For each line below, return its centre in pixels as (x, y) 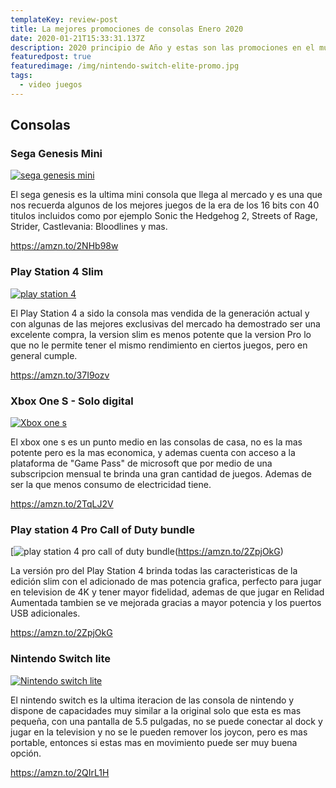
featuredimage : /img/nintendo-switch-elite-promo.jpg (125, 66)
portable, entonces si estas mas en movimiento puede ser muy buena (154, 742)
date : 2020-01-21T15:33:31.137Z (77, 38)
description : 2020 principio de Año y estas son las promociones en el (162, 47)
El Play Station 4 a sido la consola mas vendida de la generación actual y (160, 313)
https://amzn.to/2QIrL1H (60, 772)
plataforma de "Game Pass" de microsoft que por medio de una (141, 463)
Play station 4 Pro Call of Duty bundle (102, 529)
